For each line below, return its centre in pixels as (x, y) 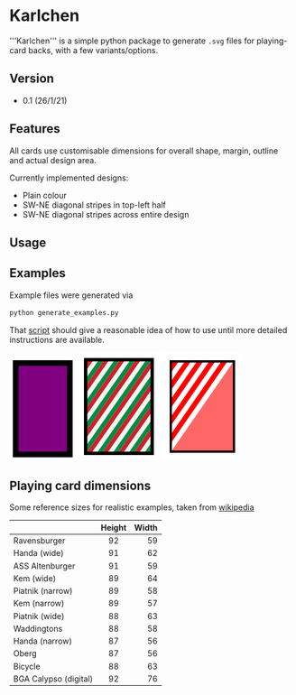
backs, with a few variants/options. (93, 50)
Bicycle (27, 666)
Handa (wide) (39, 553)
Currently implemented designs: (69, 178)
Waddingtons (38, 628)
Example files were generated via (71, 295)
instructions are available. (57, 339)
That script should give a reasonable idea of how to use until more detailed (148, 329)
